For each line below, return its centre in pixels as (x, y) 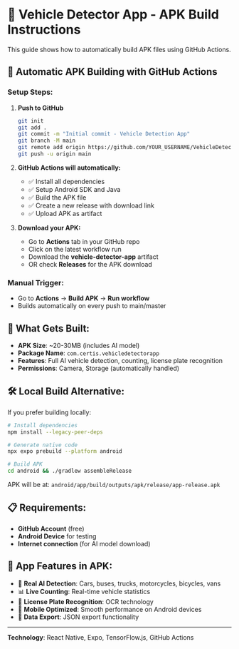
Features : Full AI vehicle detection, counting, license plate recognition (120, 360)
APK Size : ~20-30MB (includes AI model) (79, 345)
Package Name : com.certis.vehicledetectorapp (89, 353)
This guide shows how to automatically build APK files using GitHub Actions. (119, 49)
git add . (32, 128)
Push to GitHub (41, 108)
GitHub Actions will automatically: (69, 168)
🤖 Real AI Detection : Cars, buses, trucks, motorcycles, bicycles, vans (119, 583)
